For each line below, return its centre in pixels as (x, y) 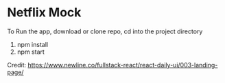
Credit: (17, 65)
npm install (33, 44)
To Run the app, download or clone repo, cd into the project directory (105, 31)
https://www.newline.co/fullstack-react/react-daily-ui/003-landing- (122, 65)
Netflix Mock (44, 13)
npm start (31, 52)
